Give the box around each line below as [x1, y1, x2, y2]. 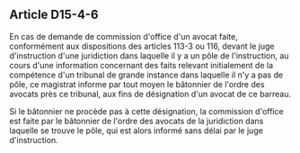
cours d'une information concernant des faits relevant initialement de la [9, 59, 274, 70]
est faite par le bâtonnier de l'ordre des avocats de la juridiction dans [9, 115, 264, 126]
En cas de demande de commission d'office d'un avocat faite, [9, 31, 238, 41]
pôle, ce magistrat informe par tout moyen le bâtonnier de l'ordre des [9, 78, 265, 89]
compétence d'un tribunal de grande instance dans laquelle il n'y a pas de [9, 69, 284, 80]
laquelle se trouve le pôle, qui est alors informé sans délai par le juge [9, 125, 263, 136]
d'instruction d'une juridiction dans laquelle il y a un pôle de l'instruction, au [9, 49, 289, 61]
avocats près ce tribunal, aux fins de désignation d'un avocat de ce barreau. [9, 88, 292, 99]
